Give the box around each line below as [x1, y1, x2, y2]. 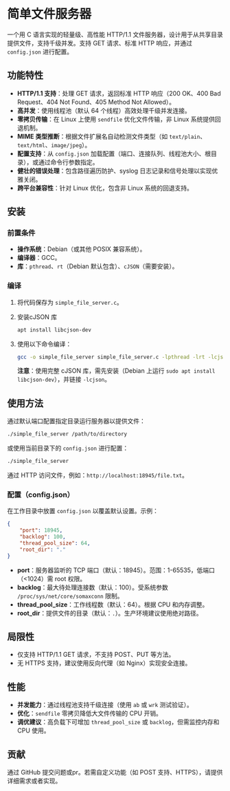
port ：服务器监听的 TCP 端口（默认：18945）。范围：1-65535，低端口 [16, 565, 215, 574]
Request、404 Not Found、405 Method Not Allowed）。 [16, 98, 175, 106]
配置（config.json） [7, 490, 74, 499]
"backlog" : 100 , [19, 534, 67, 541]
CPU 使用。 [16, 726, 50, 735]
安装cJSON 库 [16, 312, 57, 321]
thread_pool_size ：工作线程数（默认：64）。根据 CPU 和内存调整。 [16, 600, 209, 609]
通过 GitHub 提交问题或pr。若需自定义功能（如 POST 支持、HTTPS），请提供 [7, 768, 223, 777]
